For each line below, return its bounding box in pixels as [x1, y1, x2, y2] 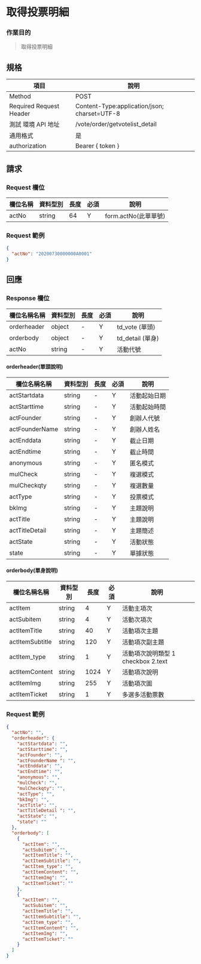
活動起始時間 [129, 403, 166, 411]
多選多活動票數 [122, 691, 165, 699]
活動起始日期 [129, 391, 166, 400]
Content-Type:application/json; [75, 102, 165, 110]
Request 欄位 [6, 183, 45, 191]
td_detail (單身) [117, 334, 160, 342]
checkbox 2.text [122, 657, 167, 665]
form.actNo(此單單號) [105, 211, 166, 220]
